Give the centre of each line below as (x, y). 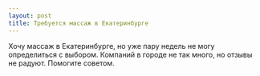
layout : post (30, 16)
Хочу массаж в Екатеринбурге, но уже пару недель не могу (112, 46)
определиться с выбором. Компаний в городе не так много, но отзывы (130, 54)
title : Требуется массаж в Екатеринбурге (79, 23)
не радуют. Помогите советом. (61, 63)
